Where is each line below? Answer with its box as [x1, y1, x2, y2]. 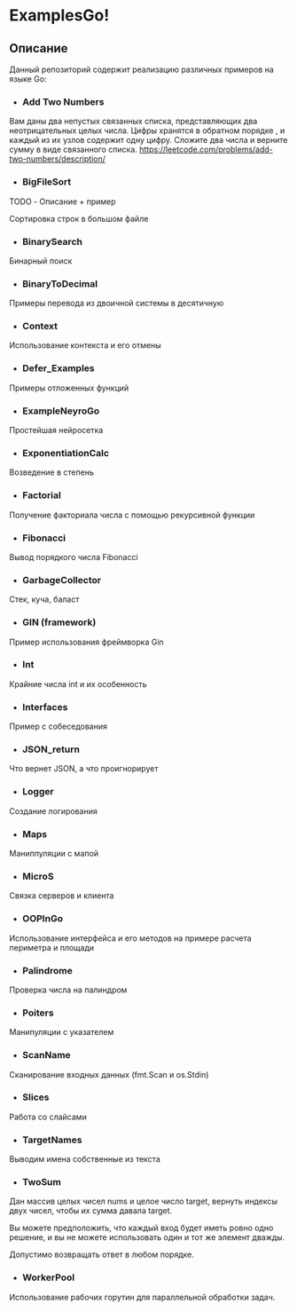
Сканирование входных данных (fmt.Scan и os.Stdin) [9, 1069, 209, 1079]
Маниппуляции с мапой [9, 849, 99, 859]
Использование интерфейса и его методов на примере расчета [9, 933, 252, 944]
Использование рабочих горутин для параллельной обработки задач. [9, 1291, 276, 1302]
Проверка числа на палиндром [9, 984, 128, 995]
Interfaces [21, 700, 68, 713]
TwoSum [21, 1176, 62, 1189]
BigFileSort [21, 176, 72, 188]
